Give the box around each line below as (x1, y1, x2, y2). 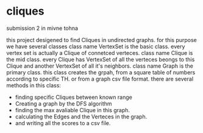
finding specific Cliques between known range (15, 93, 132, 101)
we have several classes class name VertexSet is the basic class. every (6, 43, 185, 50)
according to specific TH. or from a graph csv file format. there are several (6, 75, 194, 82)
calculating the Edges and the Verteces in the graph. (15, 113, 148, 120)
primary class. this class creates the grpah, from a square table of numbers (6, 68, 196, 76)
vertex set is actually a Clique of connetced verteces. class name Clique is (6, 49, 193, 56)
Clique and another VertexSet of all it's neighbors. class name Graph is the (6, 62, 193, 70)
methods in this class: (6, 81, 61, 89)
